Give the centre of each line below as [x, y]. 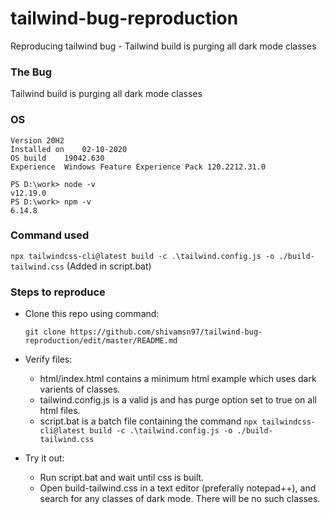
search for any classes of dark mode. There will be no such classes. [180, 499]
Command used [50, 235]
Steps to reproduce [58, 292]
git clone [45, 332]
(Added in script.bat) [109, 266]
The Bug [31, 72]
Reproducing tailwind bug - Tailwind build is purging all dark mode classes [163, 46]
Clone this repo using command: [92, 314]
